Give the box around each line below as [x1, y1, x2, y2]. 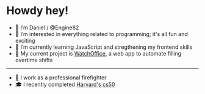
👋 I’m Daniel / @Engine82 [15, 24, 79, 31]
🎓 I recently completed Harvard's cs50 [15, 81, 115, 88]
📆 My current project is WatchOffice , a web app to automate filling [15, 49, 182, 57]
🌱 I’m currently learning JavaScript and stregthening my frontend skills [15, 43, 193, 51]
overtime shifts [15, 56, 53, 63]
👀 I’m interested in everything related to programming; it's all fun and [15, 30, 188, 37]
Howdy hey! [6, 4, 69, 18]
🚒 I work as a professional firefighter [15, 74, 107, 81]
